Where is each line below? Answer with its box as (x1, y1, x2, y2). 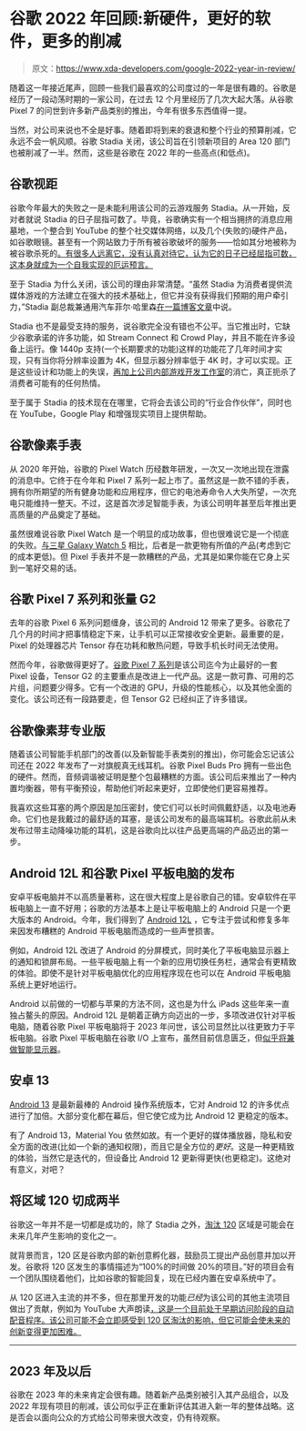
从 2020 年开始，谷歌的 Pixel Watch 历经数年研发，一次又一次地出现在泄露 (9, 463, 290, 474)
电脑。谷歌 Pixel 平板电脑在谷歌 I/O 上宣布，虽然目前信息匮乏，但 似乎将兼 (16, 1032, 295, 1043)
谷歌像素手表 (9, 438, 82, 453)
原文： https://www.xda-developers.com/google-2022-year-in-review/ (31, 63, 296, 74)
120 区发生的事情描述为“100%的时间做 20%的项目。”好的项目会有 (51, 1261, 295, 1272)
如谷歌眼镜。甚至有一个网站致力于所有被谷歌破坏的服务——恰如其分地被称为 (9, 236, 297, 247)
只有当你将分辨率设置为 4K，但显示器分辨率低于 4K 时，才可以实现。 (25, 354, 285, 365)
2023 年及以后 (9, 1364, 92, 1379)
